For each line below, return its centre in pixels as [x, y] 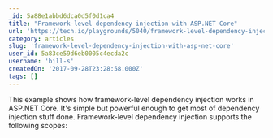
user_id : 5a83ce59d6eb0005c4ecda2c [69, 54]
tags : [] [23, 76]
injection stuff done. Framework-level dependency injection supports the [130, 116]
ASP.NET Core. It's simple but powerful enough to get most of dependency [134, 108]
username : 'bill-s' [41, 62]
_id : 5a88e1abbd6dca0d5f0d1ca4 [61, 16]
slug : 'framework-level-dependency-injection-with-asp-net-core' [121, 46]
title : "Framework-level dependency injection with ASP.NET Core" [123, 24]
